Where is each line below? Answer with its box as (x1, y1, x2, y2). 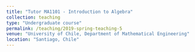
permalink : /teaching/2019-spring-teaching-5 (6, 25, 122, 32)
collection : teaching (6, 14, 61, 20)
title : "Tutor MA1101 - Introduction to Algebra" (6, 8, 134, 15)
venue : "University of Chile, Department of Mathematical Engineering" (6, 31, 190, 37)
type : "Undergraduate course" (6, 20, 82, 26)
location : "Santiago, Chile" (6, 36, 79, 42)
